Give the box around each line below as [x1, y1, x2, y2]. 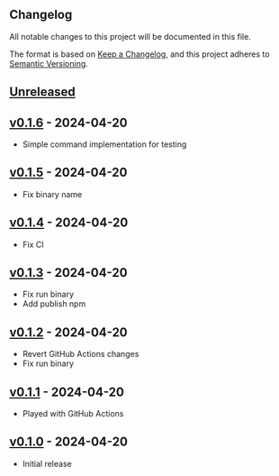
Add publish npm [22, 298, 86, 309]
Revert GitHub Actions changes [22, 349, 139, 360]
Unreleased [9, 85, 76, 100]
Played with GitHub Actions [22, 408, 124, 419]
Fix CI [22, 239, 45, 250]
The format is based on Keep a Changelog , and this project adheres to [9, 49, 270, 59]
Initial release [22, 458, 72, 469]
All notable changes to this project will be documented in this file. [9, 31, 252, 41]
